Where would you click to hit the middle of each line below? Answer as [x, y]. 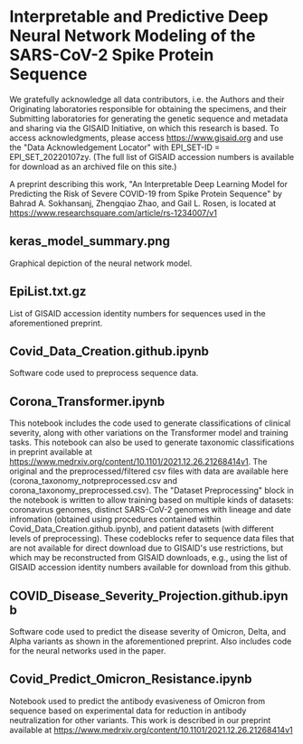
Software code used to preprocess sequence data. [104, 373]
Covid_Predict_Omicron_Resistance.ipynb [131, 679]
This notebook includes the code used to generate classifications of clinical [150, 423]
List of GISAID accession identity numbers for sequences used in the [137, 313]
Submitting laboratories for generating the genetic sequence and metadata [149, 118]
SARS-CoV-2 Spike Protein [112, 55]
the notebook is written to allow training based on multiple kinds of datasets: [151, 500]
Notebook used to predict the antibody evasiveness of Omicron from [137, 701]
